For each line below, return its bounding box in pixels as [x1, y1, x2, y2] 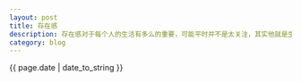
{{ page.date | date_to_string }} [9, 62, 124, 73]
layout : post [9, 12, 58, 22]
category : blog [9, 37, 66, 47]
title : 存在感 [9, 21, 58, 30]
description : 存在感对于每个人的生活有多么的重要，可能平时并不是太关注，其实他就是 [9, 29, 288, 38]
